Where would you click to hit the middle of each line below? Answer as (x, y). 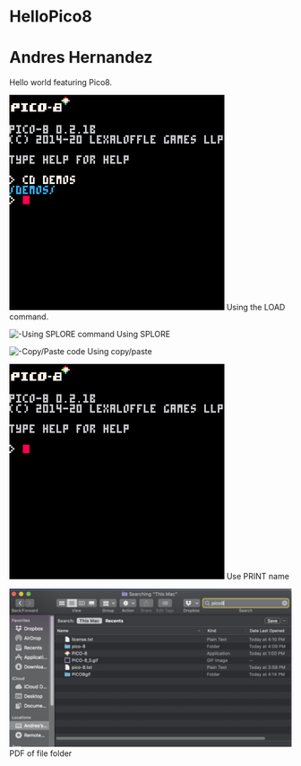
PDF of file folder (41, 753)
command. (29, 317)
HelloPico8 (51, 17)
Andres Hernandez (81, 58)
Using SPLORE (143, 335)
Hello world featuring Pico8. (61, 83)
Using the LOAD (256, 308)
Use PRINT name (258, 577)
